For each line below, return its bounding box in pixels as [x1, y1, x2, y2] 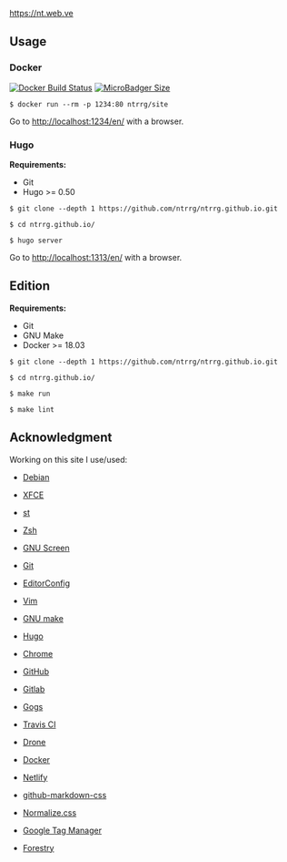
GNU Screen [22, 542, 70, 553]
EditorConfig [22, 578, 71, 589]
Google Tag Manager [22, 825, 103, 836]
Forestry [22, 842, 54, 853]
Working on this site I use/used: [9, 454, 128, 465]
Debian [22, 471, 50, 482]
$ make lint [9, 405, 54, 414]
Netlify [22, 772, 48, 783]
